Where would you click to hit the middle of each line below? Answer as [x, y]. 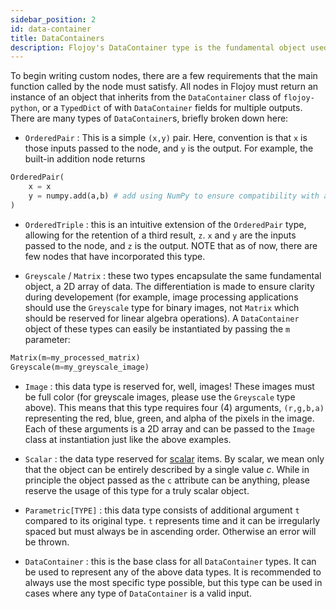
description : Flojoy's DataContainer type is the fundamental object [158, 47]
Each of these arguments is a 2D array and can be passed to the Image [169, 428]
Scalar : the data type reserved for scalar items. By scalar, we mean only [174, 458]
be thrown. [47, 542]
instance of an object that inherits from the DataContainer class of [146, 97]
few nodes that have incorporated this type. [115, 256]
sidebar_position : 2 [53, 19]
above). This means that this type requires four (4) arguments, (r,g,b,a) [174, 407]
